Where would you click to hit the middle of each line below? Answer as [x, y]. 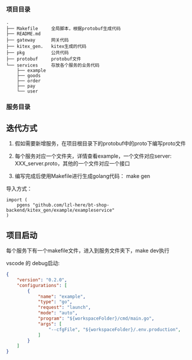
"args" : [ [50, 324]
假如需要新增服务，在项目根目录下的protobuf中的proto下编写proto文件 [100, 144]
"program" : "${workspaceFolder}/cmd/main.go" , [96, 318]
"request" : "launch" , [64, 308]
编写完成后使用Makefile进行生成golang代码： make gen [82, 176]
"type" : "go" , [55, 302]
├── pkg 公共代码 [38, 52]
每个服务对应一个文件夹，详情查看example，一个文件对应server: [93, 156]
